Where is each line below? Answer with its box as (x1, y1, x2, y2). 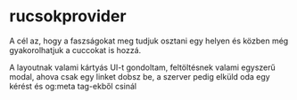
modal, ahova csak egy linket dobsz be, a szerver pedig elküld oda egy (9, 71, 270, 81)
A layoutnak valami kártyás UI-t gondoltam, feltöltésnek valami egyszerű (9, 62, 276, 73)
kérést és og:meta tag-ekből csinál (9, 81, 136, 91)
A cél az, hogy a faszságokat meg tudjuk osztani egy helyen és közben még (9, 35, 289, 46)
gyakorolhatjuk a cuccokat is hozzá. (9, 44, 142, 55)
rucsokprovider (9, 6, 127, 27)
